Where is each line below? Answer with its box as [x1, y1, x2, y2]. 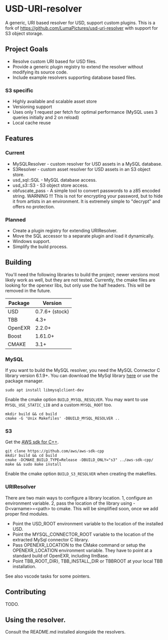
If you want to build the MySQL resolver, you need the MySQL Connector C [5, 367, 160, 373]
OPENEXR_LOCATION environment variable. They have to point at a [12, 547, 152, 553]
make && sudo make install [5, 462, 62, 467]
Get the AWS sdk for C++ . [5, 439, 59, 445]
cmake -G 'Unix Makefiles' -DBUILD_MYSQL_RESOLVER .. [5, 416, 120, 421]
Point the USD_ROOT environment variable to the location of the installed [12, 520, 163, 526]
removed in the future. [5, 287, 51, 293]
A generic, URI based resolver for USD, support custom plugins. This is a [5, 20, 155, 26]
